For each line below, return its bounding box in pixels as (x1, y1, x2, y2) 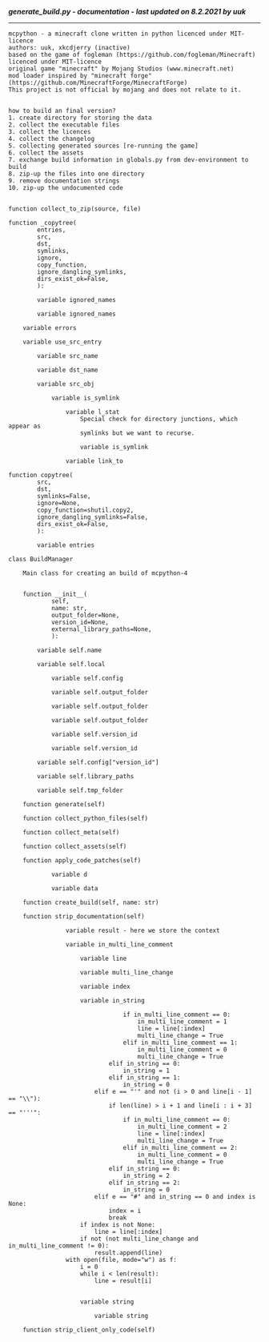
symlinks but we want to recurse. (79, 429, 195, 437)
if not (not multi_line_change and (79, 1235, 199, 1243)
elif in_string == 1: (108, 1074, 181, 1082)
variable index (79, 982, 130, 990)
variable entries (37, 541, 94, 549)
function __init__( (22, 590, 88, 598)
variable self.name (37, 646, 102, 654)
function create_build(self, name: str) (22, 898, 159, 906)
